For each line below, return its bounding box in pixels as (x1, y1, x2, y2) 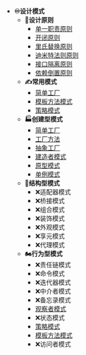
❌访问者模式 (35, 340, 72, 348)
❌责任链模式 (35, 260, 72, 269)
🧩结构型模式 (24, 179, 60, 187)
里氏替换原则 (35, 42, 73, 50)
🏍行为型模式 (24, 250, 63, 258)
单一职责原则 (35, 25, 73, 32)
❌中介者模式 (35, 287, 72, 295)
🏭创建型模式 (24, 115, 63, 123)
